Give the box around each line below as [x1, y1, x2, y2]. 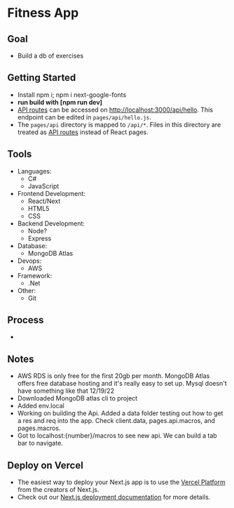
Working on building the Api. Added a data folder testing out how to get [17, 409, 223, 417]
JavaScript [27, 181, 60, 190]
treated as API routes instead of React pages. [17, 128, 149, 136]
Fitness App [7, 5, 79, 21]
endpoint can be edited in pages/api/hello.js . [17, 112, 152, 121]
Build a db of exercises [17, 51, 84, 60]
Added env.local [17, 402, 64, 410]
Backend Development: [17, 219, 85, 228]
